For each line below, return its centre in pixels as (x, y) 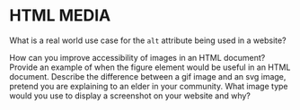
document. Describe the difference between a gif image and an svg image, (148, 76)
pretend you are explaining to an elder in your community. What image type (149, 86)
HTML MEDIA (60, 16)
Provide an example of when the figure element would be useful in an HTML (150, 67)
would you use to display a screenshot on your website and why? (130, 96)
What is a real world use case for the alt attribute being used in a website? (148, 40)
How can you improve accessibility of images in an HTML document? (137, 57)
